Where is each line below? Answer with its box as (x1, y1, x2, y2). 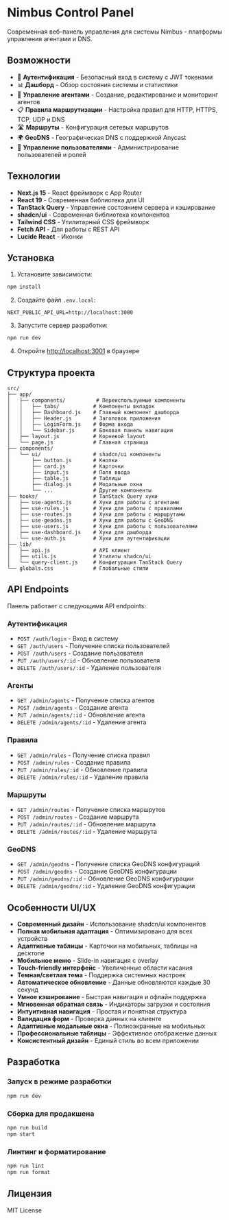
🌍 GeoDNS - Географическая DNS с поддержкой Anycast (16, 133, 186, 141)
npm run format (7, 1169, 51, 1175)
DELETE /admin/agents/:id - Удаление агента (16, 718, 147, 726)
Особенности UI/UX (7, 902, 97, 913)
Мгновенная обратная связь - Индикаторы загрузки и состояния (16, 1000, 210, 1009)
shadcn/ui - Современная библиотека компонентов (16, 211, 170, 219)
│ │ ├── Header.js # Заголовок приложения (7, 415, 161, 422)
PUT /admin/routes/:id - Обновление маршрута (16, 820, 156, 828)
